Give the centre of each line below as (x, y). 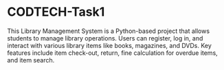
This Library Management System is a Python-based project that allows (109, 31)
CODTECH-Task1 (56, 12)
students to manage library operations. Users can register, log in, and (105, 38)
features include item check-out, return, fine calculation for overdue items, (112, 53)
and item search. (31, 60)
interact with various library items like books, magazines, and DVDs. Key (109, 45)
